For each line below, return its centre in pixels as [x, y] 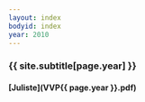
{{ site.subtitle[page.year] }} [72, 66]
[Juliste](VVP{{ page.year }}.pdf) [72, 88]
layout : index [35, 18]
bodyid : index [35, 26]
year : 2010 [29, 34]
